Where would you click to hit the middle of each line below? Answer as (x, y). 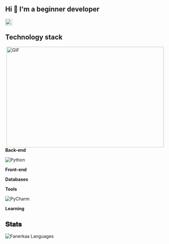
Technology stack (34, 37)
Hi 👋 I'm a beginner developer (52, 9)
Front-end (16, 170)
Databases (17, 179)
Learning (15, 208)
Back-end (16, 150)
